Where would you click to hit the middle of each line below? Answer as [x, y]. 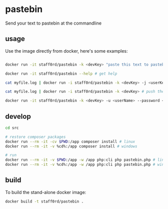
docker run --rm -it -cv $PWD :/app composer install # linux [70, 141]
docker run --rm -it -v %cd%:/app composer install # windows [71, 146]
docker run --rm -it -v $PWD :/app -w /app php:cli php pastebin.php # [80, 160]
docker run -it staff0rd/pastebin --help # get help [61, 74]
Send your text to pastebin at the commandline [53, 23]
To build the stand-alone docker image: [46, 192]
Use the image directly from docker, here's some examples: [67, 51]
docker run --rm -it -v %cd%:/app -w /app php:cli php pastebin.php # [80, 165]
